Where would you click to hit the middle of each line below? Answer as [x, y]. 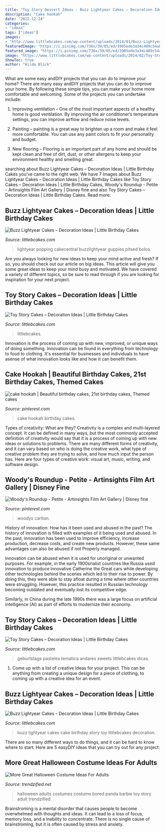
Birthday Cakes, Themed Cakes [55, 382]
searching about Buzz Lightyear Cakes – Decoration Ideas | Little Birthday [80, 169]
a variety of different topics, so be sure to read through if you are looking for [82, 274]
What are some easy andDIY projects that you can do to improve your [76, 79]
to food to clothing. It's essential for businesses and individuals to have [77, 354]
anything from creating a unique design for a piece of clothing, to [78, 673]
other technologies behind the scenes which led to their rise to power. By [79, 574]
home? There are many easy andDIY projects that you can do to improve [78, 84]
